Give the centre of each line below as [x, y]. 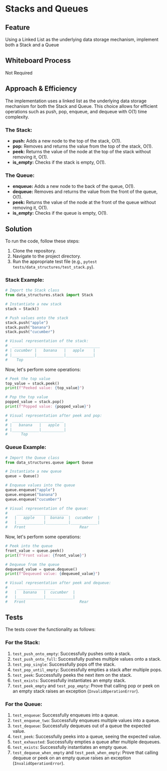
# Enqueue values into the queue [40, 485]
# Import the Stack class [32, 290]
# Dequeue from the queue [32, 564]
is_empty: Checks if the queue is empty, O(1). [60, 213]
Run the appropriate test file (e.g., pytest [55, 262]
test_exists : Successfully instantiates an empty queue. [70, 747]
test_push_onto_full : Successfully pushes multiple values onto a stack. [87, 659]
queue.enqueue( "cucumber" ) [33, 499]
